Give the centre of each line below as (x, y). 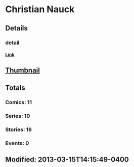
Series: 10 (18, 116)
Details (16, 28)
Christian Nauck (40, 9)
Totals (15, 88)
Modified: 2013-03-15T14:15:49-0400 (67, 159)
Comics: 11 (18, 102)
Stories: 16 (18, 129)
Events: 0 (17, 143)
